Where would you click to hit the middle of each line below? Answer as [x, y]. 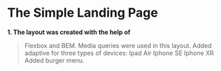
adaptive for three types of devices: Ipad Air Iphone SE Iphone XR [119, 53]
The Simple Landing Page [83, 13]
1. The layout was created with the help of [69, 32]
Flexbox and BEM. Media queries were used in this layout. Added [118, 45]
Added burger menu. [55, 60]
